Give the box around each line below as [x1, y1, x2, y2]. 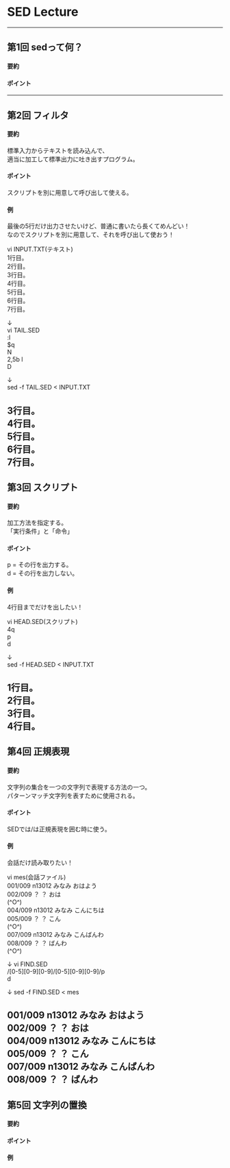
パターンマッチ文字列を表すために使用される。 [7, 791, 139, 800]
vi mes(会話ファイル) [7, 872, 66, 881]
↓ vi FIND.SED [7, 960, 48, 968]
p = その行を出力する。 [7, 560, 73, 569]
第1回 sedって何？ [7, 42, 84, 53]
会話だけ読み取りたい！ [7, 858, 73, 866]
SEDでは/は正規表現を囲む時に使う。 [7, 824, 111, 833]
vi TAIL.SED [7, 326, 40, 335]
